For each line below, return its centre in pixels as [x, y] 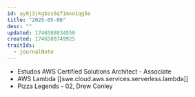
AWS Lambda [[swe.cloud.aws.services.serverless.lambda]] [103, 78]
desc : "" [20, 26]
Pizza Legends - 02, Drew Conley [65, 86]
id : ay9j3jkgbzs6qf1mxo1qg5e [49, 13]
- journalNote [33, 52]
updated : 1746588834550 [41, 33]
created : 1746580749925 [41, 39]
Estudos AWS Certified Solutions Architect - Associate [94, 71]
